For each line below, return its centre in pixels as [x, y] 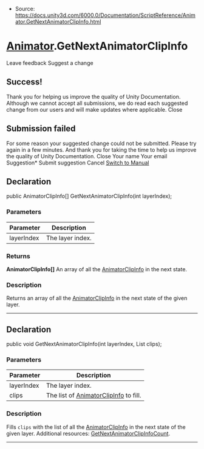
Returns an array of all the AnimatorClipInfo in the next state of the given [97, 298]
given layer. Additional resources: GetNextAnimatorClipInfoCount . [88, 433]
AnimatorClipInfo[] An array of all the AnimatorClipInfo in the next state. [97, 269]
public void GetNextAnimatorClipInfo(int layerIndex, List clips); [84, 344]
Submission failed [41, 129]
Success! [24, 82]
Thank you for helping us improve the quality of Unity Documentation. [93, 96]
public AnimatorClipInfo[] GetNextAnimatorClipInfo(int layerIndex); [89, 196]
